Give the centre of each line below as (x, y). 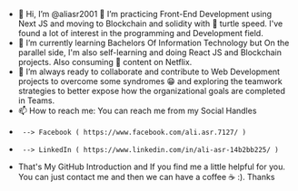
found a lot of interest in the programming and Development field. (140, 33)
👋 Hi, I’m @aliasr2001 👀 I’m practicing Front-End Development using (145, 14)
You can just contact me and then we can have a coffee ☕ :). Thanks (146, 177)
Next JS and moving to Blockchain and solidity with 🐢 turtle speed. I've (150, 24)
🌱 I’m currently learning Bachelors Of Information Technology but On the (154, 43)
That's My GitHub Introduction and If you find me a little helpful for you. (152, 167)
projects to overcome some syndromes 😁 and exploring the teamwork (150, 81)
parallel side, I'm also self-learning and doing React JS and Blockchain (149, 53)
